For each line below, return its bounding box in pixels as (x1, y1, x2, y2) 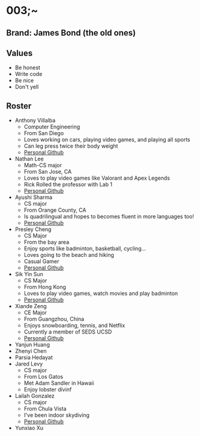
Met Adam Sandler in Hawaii (23, 379, 94, 387)
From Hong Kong (23, 283, 66, 291)
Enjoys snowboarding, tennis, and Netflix (23, 322, 126, 329)
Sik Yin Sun (14, 271, 44, 278)
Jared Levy (14, 360, 43, 368)
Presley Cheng (14, 226, 52, 233)
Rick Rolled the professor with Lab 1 (23, 181, 113, 188)
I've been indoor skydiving (23, 411, 90, 419)
